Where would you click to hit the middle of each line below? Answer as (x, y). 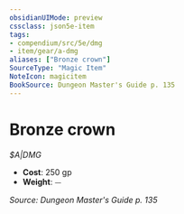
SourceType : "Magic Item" (58, 69)
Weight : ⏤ (41, 181)
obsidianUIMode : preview (56, 18)
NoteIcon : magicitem (48, 77)
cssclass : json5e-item (52, 26)
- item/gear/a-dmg (44, 51)
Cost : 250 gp (47, 172)
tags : (19, 34)
